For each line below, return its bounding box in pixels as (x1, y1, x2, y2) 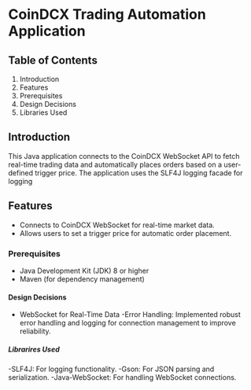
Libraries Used (19, 108, 68, 117)
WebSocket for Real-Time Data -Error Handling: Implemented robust (19, 310, 242, 319)
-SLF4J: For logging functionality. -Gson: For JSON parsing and (8, 364, 215, 374)
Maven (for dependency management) (19, 274, 146, 284)
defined (8, 167, 34, 178)
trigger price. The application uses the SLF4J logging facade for (35, 167, 243, 178)
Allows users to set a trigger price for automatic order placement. (19, 228, 232, 237)
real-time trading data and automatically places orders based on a (8, 160, 223, 169)
